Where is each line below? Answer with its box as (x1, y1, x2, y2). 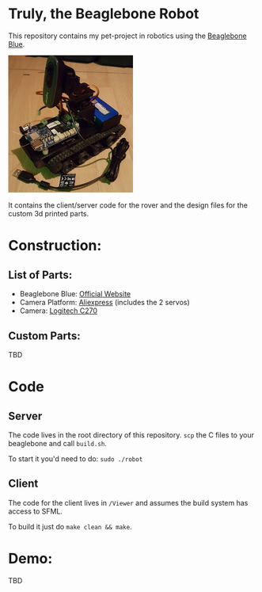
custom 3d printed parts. (8, 209, 89, 219)
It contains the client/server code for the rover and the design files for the (8, 201, 248, 210)
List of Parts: (8, 268, 73, 281)
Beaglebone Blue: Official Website (19, 289, 131, 299)
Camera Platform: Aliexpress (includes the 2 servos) (19, 298, 190, 307)
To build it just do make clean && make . (8, 521, 132, 531)
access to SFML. (8, 506, 63, 516)
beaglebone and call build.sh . (8, 438, 107, 448)
